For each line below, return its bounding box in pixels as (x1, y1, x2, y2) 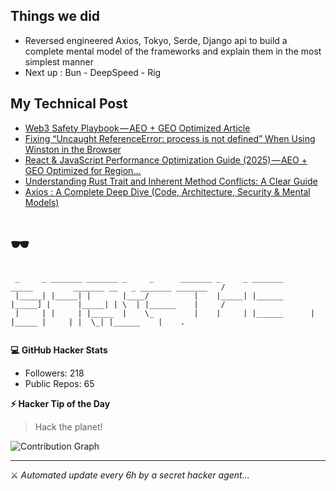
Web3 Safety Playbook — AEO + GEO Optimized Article (24, 122, 251, 134)
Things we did (10, 8, 101, 25)
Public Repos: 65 (24, 377, 95, 389)
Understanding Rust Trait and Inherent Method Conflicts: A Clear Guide (24, 175, 318, 187)
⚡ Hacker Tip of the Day (10, 397, 111, 409)
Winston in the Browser (24, 143, 122, 155)
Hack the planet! (34, 420, 103, 433)
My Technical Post (10, 95, 128, 113)
